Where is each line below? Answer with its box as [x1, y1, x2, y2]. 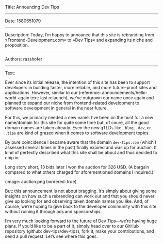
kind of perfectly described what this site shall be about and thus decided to [5, 150, 158, 155]
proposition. [5, 42, 29, 48]
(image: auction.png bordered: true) [5, 179, 77, 184]
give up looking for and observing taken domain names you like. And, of [5, 198, 149, 204]
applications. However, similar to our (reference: [5, 90, 101, 95]
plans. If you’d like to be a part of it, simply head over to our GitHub [5, 223, 139, 229]
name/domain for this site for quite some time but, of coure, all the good [5, 120, 149, 125]
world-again [5, 95, 30, 101]
